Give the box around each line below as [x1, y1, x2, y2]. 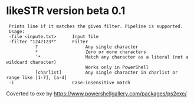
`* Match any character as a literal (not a [35, 54, 189, 60]
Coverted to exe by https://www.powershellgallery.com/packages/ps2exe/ [6, 90, 187, 97]
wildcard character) [6, 59, 57, 65]
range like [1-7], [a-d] [6, 74, 67, 80]
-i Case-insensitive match [8, 80, 131, 85]
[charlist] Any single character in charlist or [35, 69, 178, 75]
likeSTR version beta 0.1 [6, 4, 126, 18]
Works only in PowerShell [85, 64, 149, 70]
